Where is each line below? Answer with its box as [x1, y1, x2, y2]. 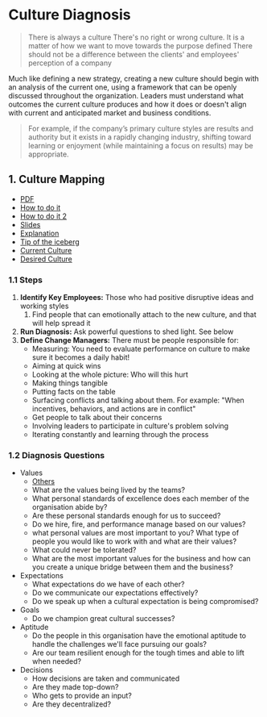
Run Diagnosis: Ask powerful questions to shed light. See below [19, 327, 234, 336]
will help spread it [31, 319, 91, 328]
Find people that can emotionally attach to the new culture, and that [31, 310, 257, 319]
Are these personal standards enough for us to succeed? [31, 511, 221, 521]
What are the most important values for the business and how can [31, 554, 251, 564]
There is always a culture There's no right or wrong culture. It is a [27, 32, 245, 42]
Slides [19, 219, 41, 229]
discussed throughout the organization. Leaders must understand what [8, 90, 244, 100]
